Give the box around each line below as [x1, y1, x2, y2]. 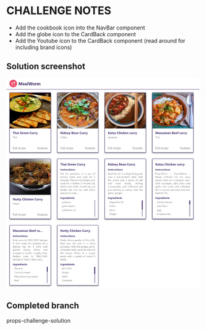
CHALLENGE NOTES [6, 4, 112, 18]
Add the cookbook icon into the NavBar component [15, 24, 145, 31]
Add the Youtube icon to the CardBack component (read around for [15, 37, 186, 44]
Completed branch [6, 301, 80, 311]
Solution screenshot [6, 61, 86, 72]
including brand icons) [15, 44, 72, 51]
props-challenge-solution [6, 317, 71, 324]
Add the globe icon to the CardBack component [15, 30, 136, 37]
